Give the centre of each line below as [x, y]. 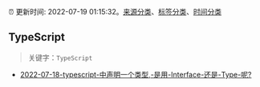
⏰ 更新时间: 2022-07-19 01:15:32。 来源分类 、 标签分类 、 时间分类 [115, 12]
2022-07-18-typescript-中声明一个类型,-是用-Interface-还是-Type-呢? [136, 74]
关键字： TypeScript [60, 57]
